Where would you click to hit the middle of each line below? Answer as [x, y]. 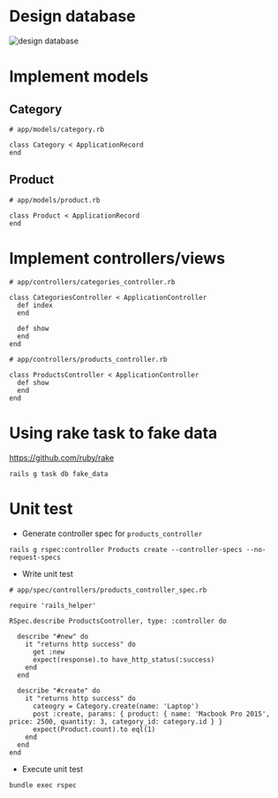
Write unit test [47, 573]
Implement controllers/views [117, 258]
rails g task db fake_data [59, 474]
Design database [73, 16]
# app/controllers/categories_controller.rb [92, 282]
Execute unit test [53, 769]
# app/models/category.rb [56, 129]
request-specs [35, 557]
